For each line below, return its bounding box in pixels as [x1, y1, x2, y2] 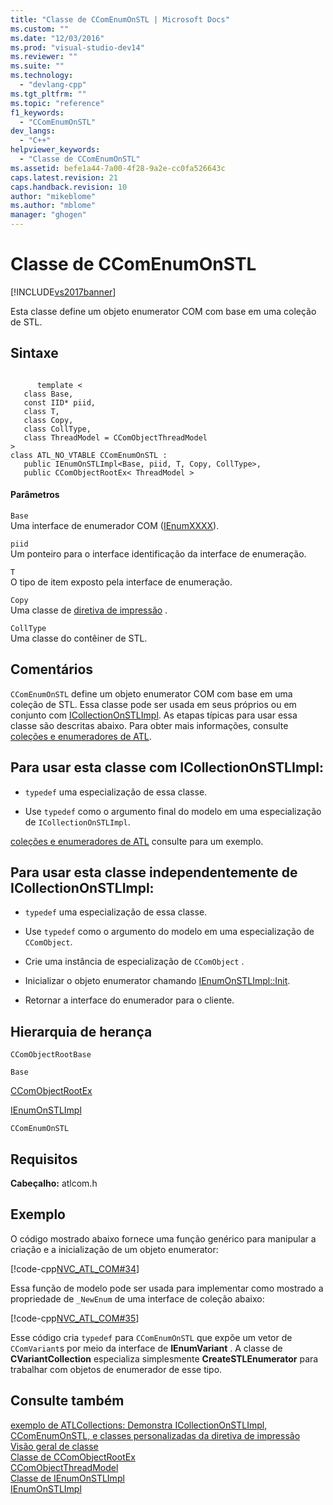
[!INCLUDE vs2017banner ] [10, 286, 117, 298]
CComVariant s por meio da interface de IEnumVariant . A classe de [10, 1342, 283, 1354]
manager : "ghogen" [10, 210, 87, 220]
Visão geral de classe [10, 1440, 99, 1452]
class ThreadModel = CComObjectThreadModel [23, 432, 208, 443]
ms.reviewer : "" [10, 52, 78, 62]
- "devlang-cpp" [19, 80, 87, 90]
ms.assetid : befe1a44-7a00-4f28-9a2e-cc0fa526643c [10, 163, 226, 173]
